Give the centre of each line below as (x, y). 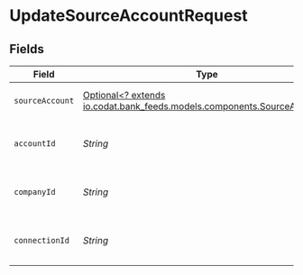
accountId (35, 144)
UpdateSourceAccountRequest (129, 16)
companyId (35, 192)
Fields (27, 49)
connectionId (42, 240)
